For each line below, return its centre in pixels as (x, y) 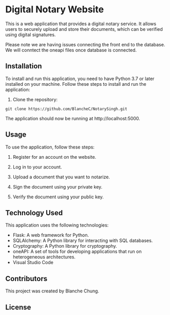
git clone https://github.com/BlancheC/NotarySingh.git (66, 109)
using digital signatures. (31, 34)
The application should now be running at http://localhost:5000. (73, 118)
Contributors (26, 279)
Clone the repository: (35, 99)
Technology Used (34, 212)
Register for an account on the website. (54, 157)
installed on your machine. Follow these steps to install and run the (76, 84)
